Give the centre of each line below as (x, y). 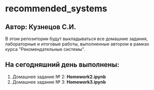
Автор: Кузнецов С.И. (40, 27)
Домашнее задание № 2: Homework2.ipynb (59, 77)
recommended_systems (56, 9)
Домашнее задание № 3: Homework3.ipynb (59, 82)
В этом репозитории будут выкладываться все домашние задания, (77, 39)
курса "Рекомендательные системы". (45, 49)
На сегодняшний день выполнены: (62, 65)
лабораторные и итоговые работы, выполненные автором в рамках (77, 44)
